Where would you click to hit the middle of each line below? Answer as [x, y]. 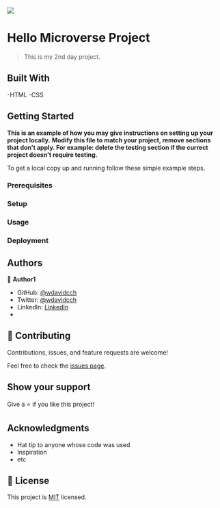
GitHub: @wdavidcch [47, 293]
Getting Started [41, 116]
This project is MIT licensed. [47, 497]
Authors [25, 263]
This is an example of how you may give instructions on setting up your [110, 133]
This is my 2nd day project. [62, 56]
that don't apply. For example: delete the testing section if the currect [108, 147]
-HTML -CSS [26, 94]
